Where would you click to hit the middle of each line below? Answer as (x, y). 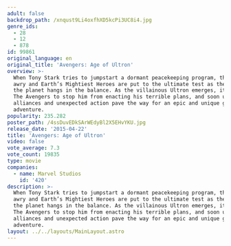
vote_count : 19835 (33, 155)
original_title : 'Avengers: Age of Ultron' (70, 65)
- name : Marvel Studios (47, 174)
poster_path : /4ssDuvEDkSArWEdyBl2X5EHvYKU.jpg (77, 122)
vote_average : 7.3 (33, 148)
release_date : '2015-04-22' (47, 129)
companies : (23, 167)
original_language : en (40, 59)
